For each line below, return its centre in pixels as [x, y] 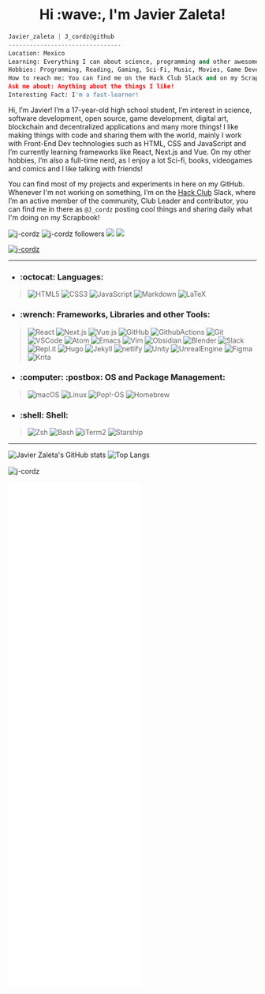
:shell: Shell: [44, 414]
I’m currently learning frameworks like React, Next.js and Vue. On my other [130, 152]
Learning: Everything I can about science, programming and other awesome [134, 62]
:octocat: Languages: [62, 276]
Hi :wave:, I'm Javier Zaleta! [132, 15]
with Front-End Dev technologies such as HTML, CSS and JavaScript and [127, 143]
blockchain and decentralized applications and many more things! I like [123, 126]
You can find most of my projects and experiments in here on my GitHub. [127, 184]
